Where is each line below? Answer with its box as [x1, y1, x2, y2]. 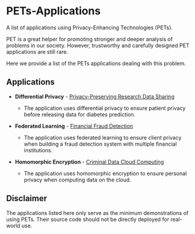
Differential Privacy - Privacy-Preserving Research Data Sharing [14, 93, 175, 100]
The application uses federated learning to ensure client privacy [23, 134, 182, 141]
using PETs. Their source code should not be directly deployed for [6, 215, 169, 223]
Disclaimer [6, 193, 47, 204]
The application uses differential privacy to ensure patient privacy [23, 104, 186, 112]
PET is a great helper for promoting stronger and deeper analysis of [6, 35, 173, 42]
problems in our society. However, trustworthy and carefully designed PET [6, 42, 190, 49]
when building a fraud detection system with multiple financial [23, 140, 177, 147]
